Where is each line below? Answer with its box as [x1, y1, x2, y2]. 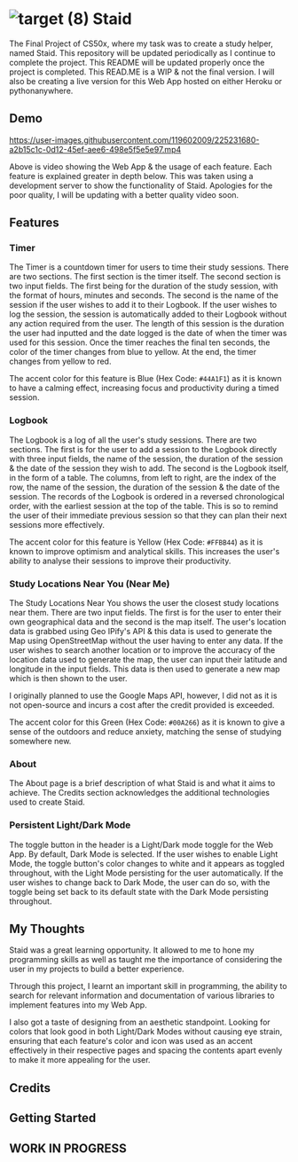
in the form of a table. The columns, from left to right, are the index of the [9, 472, 277, 483]
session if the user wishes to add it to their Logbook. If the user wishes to [9, 300, 278, 310]
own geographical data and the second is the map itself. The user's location [9, 616, 286, 627]
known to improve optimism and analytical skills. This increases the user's [9, 546, 280, 556]
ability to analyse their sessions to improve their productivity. [9, 555, 231, 566]
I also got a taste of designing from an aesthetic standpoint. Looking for [9, 1017, 271, 1028]
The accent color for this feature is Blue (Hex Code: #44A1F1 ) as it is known [9, 373, 282, 384]
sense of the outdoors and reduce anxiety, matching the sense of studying [9, 726, 282, 737]
